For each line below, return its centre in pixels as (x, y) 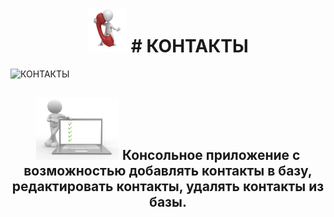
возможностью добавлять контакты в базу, (168, 171)
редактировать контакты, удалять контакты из (168, 186)
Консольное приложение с (211, 155)
